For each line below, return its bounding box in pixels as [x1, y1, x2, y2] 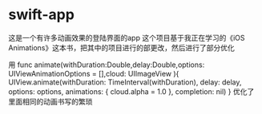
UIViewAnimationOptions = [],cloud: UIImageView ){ [8, 69, 179, 78]
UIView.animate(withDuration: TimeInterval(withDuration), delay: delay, [8, 77, 242, 87]
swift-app [8, 6, 75, 24]
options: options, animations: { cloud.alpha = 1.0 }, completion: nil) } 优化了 [8, 86, 255, 96]
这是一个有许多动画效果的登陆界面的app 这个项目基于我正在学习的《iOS [8, 33, 246, 42]
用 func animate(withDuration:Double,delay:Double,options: [8, 60, 205, 69]
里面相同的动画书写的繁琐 [8, 96, 93, 106]
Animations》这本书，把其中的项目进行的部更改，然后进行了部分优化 [8, 42, 235, 53]
